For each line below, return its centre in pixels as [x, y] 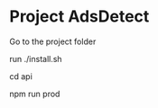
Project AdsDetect [79, 17]
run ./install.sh [36, 58]
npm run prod [35, 94]
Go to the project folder [53, 41]
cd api [21, 76]
